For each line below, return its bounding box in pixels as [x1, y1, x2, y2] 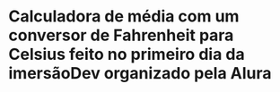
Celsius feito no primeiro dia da [8, 45, 245, 64]
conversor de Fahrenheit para [8, 25, 234, 46]
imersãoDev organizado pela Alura [8, 63, 272, 84]
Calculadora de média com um [8, 6, 240, 27]
